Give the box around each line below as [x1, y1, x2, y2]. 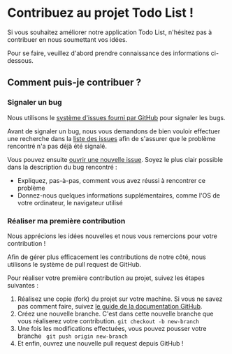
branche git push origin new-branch [17, 332, 128, 340]
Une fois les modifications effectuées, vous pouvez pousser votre [17, 324, 207, 332]
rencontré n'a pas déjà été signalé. [7, 142, 107, 150]
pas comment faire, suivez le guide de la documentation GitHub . [17, 302, 203, 310]
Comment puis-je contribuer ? [7, 77, 142, 89]
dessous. [7, 56, 34, 64]
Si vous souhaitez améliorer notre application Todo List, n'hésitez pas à [7, 28, 212, 36]
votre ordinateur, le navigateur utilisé [17, 198, 124, 207]
